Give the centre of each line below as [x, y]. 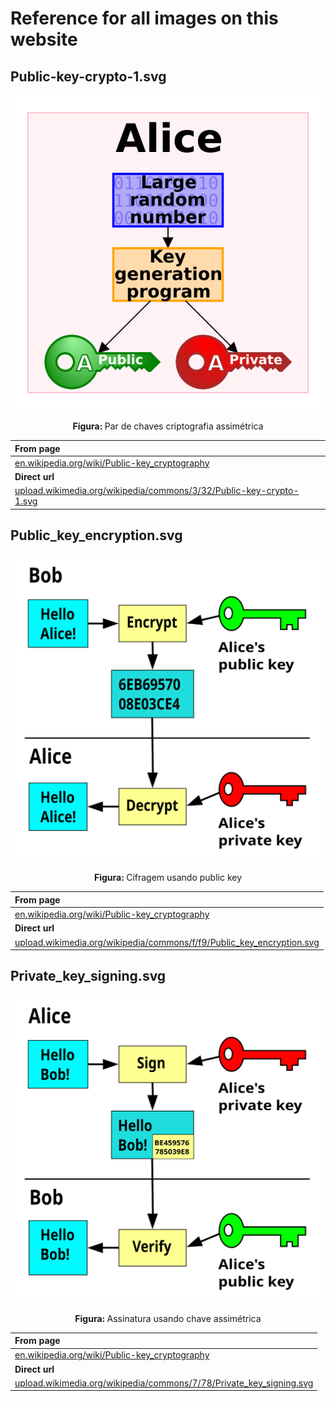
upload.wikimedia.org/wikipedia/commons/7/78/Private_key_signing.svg [164, 1383]
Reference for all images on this [144, 18]
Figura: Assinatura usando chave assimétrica [168, 1318]
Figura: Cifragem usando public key [168, 878]
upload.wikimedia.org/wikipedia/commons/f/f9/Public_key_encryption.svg [167, 942]
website [44, 39]
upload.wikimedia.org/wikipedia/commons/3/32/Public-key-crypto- [157, 491]
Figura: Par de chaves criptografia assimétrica [168, 426]
